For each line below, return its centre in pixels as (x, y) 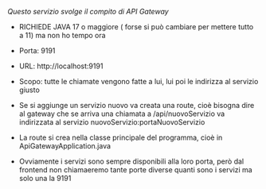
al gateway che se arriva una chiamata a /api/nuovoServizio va (122, 114)
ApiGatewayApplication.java (65, 146)
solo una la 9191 (45, 178)
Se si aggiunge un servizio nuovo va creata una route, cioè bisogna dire (137, 105)
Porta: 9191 (37, 50)
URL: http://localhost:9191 (61, 66)
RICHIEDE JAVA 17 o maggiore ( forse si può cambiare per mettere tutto (136, 27)
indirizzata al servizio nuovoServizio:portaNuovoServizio (112, 122)
